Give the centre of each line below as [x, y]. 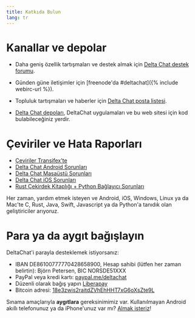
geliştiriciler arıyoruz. [32, 211]
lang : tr [17, 18]
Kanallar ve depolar [56, 48]
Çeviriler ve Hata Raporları [74, 144]
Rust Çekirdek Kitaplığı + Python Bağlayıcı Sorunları [80, 187]
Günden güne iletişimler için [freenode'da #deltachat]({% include [97, 83]
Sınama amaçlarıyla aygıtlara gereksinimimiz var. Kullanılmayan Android [96, 302]
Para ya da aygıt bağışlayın [75, 236]
